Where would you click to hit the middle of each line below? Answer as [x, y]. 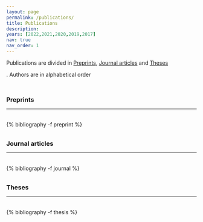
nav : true [19, 40]
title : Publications [32, 23]
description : [23, 29]
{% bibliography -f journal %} [43, 168]
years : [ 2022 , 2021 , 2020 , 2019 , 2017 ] [51, 34]
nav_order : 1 [23, 46]
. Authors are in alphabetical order [49, 74]
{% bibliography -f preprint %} [44, 124]
